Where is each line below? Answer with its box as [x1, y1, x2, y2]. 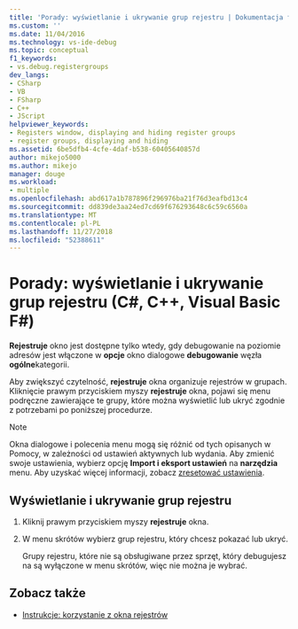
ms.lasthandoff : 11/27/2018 [9, 227, 114, 236]
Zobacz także [9, 586, 86, 601]
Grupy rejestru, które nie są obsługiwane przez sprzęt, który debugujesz [21, 551, 286, 561]
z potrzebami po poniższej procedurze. [9, 405, 153, 415]
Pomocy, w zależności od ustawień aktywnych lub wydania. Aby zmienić [9, 448, 275, 459]
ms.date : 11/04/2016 [9, 29, 86, 38]
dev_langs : [9, 71, 50, 80]
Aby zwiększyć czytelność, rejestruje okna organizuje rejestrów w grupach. [9, 377, 287, 387]
